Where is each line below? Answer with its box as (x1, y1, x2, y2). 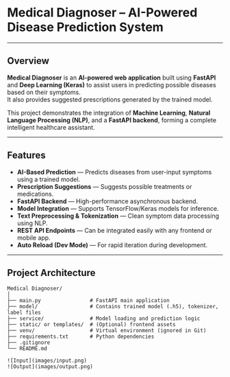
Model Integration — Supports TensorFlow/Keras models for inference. (16, 204, 219, 212)
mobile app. (16, 233, 51, 242)
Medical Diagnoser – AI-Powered (7, 5, 198, 21)
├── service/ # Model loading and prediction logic (7, 315, 201, 322)
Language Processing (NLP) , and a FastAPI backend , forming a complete (7, 115, 217, 124)
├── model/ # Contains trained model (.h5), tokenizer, (7, 304, 219, 310)
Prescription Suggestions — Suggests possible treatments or (16, 182, 192, 190)
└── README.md (7, 345, 48, 352)
